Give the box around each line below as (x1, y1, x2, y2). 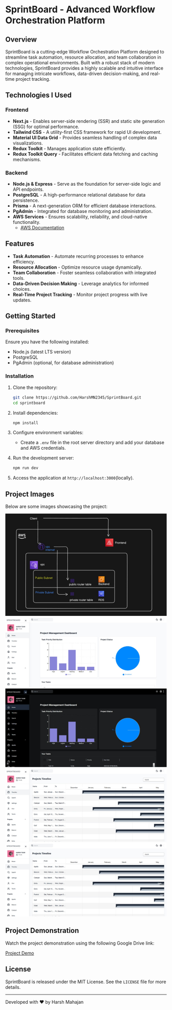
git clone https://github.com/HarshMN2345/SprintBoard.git (12, 395, 142, 400)
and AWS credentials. (20, 445, 66, 451)
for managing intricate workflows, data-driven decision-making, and (5, 70, 149, 77)
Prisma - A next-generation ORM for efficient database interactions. (12, 202, 157, 209)
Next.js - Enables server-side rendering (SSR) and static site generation (12, 118, 165, 124)
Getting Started (5, 312, 56, 321)
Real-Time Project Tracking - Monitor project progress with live (12, 291, 147, 297)
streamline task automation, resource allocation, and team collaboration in (5, 54, 161, 60)
